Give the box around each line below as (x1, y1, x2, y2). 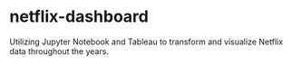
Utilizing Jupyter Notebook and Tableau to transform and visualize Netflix (9, 36, 284, 47)
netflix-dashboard (9, 6, 150, 27)
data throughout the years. (9, 45, 109, 56)
